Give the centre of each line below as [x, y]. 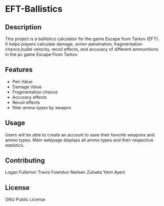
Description [23, 27]
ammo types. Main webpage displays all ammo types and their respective [79, 140]
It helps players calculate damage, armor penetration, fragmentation [74, 44]
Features [19, 70]
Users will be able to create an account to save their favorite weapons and [80, 135]
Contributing [25, 161]
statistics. [15, 145]
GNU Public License [25, 200]
